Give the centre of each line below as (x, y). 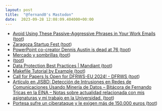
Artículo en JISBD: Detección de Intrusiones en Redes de (72, 82)
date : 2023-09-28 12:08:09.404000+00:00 (50, 19)
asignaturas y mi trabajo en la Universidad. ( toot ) (64, 98)
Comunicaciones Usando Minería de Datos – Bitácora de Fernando (82, 87)
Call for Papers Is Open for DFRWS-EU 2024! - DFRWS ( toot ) (76, 77)
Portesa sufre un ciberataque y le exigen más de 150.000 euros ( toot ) (85, 103)
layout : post (19, 10)
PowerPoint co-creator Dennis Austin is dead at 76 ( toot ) (72, 50)
